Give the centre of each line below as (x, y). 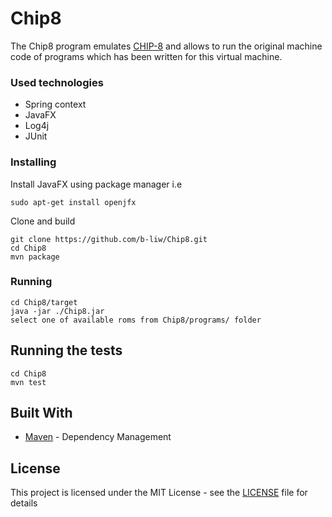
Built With (41, 413)
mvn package (35, 257)
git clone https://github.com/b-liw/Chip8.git (109, 239)
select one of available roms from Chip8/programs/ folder (136, 320)
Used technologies (57, 82)
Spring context (55, 104)
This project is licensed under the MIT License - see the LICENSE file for (159, 493)
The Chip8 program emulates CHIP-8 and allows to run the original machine (166, 46)
